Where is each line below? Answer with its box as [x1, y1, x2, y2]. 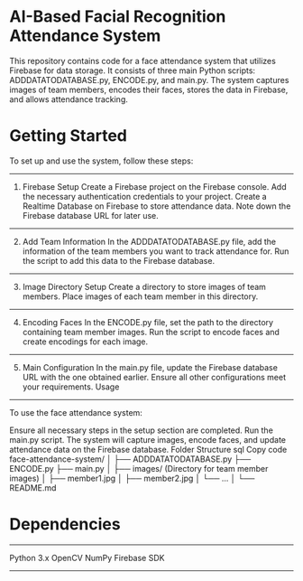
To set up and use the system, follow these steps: [9, 155, 194, 166]
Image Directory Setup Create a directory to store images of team [22, 281, 266, 292]
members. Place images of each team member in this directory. [22, 291, 259, 302]
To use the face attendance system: [9, 407, 142, 417]
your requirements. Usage [22, 381, 120, 392]
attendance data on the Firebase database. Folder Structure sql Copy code [9, 444, 288, 454]
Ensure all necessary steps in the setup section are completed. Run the [9, 425, 273, 436]
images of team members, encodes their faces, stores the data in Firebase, [9, 84, 289, 95]
